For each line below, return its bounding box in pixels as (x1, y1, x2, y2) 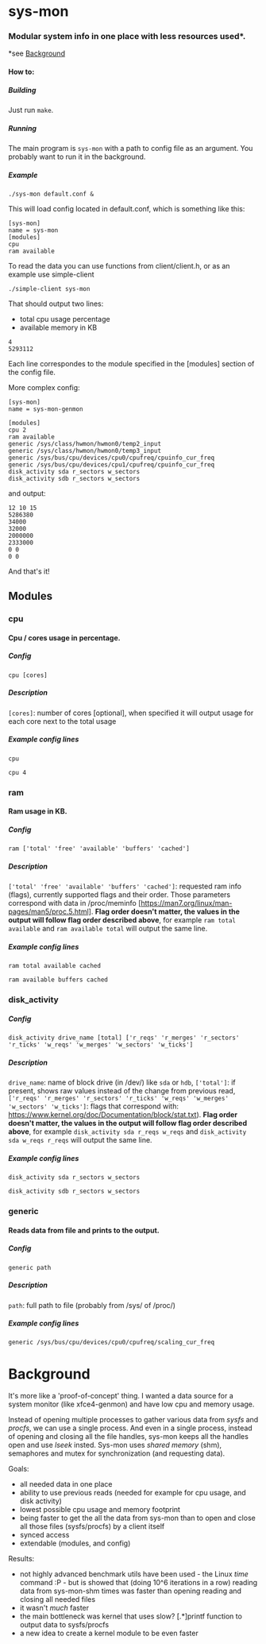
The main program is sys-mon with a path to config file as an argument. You (8, 144, 253, 153)
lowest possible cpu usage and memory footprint (19, 1505, 181, 1514)
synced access (19, 1530, 70, 1540)
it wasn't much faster (19, 1603, 90, 1613)
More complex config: (8, 382, 81, 392)
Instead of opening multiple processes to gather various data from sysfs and (8, 1415, 259, 1425)
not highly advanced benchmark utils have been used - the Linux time (19, 1569, 249, 1579)
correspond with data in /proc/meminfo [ (8, 899, 141, 908)
